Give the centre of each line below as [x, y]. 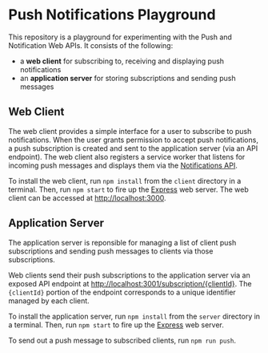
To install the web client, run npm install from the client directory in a [125, 181]
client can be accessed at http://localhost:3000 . [87, 197]
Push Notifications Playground [112, 15]
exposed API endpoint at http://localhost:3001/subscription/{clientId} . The [130, 283]
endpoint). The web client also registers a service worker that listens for [127, 156]
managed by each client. [49, 300]
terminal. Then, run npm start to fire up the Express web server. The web [129, 189]
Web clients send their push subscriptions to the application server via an [129, 275]
